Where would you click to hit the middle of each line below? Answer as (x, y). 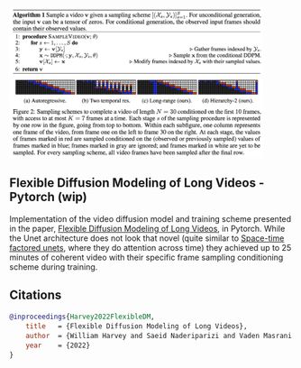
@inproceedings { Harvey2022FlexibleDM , (82, 317)
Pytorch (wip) (48, 197)
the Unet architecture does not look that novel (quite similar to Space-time (147, 238)
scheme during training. (54, 267)
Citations (36, 294)
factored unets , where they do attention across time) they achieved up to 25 (150, 247)
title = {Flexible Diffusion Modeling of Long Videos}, (137, 327)
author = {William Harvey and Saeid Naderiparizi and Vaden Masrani (159, 336)
